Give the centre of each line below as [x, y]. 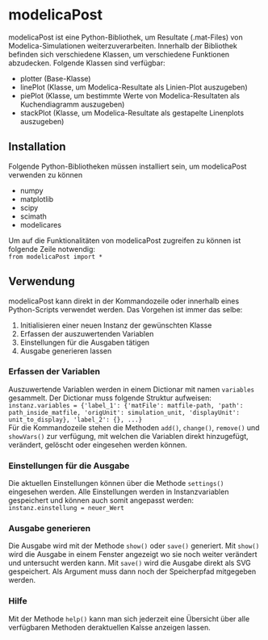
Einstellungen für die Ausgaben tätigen [85, 342]
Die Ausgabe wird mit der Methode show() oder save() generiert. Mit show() [134, 546]
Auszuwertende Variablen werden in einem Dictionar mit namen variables [132, 389]
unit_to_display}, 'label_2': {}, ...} [75, 420]
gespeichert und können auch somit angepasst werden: [101, 500]
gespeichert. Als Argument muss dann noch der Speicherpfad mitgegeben [132, 571]
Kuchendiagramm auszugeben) [72, 104]
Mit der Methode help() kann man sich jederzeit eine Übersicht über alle [129, 618]
